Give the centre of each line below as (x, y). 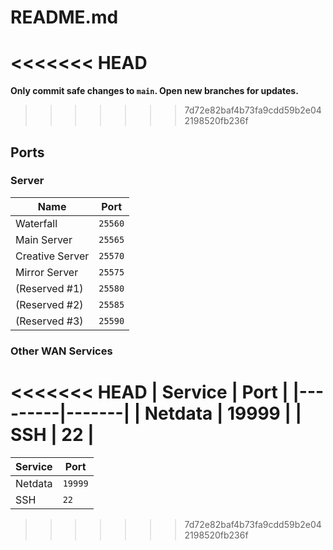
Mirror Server (47, 272)
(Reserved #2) (49, 304)
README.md (64, 17)
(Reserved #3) (49, 321)
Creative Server (52, 256)
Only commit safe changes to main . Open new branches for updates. (154, 91)
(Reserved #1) (49, 288)
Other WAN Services (61, 351)
